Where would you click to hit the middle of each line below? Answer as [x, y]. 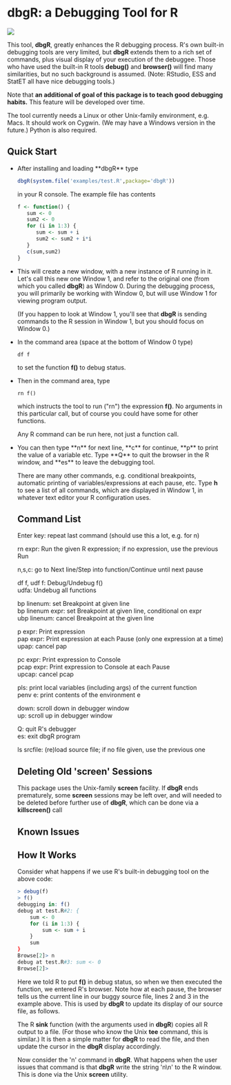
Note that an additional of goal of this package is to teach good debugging [115, 94]
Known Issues [48, 832]
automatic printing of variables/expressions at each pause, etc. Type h [118, 483]
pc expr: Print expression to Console [69, 660]
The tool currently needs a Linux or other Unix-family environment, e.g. [108, 115]
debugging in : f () [43, 904]
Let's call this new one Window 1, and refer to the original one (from [113, 278]
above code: [35, 879]
